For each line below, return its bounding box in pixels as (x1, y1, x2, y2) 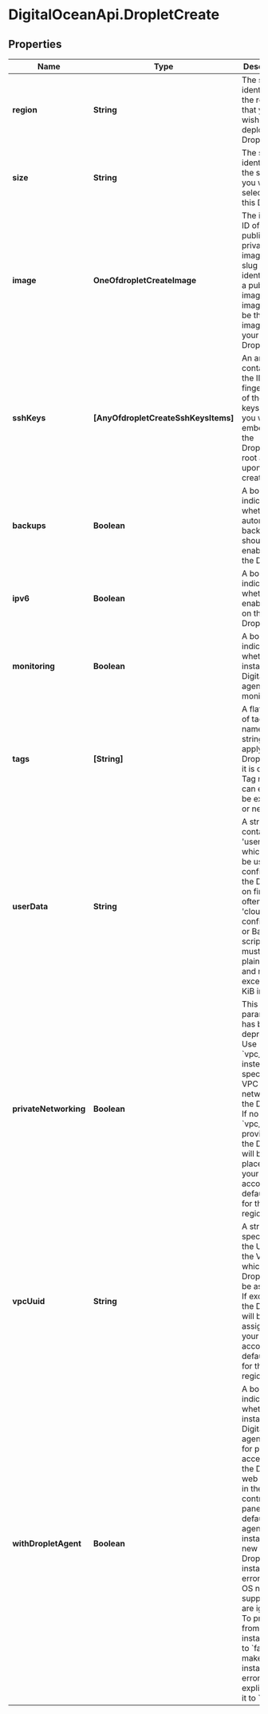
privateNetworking (12, 1103, 86, 1114)
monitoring (12, 660, 56, 672)
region (12, 104, 37, 115)
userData (12, 901, 49, 912)
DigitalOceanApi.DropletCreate (8, 6, 220, 24)
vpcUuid (12, 1296, 45, 1306)
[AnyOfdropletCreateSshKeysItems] (93, 412, 235, 424)
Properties (8, 37, 62, 51)
